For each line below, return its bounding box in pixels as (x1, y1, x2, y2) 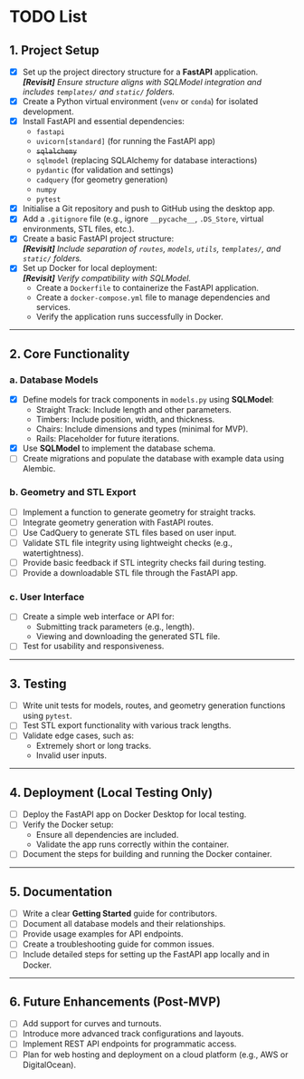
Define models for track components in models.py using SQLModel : (22, 394, 274, 405)
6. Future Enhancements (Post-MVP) (9, 994, 222, 1009)
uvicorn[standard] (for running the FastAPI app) (35, 136, 215, 147)
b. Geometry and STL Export (9, 486, 137, 499)
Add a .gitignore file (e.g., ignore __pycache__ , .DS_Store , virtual (22, 213, 264, 224)
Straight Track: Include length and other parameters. (35, 404, 233, 415)
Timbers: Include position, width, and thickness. (35, 414, 215, 425)
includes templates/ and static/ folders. (22, 86, 176, 97)
